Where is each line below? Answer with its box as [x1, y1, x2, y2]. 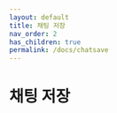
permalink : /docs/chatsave [9, 46, 109, 55]
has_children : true [9, 37, 82, 47]
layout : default [9, 12, 69, 22]
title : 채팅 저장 [9, 21, 66, 30]
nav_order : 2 [9, 29, 58, 38]
